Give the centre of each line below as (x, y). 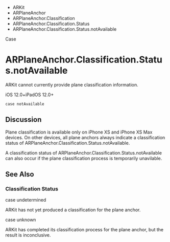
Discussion (23, 120)
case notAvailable (25, 104)
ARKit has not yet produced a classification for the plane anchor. (73, 210)
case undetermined (26, 200)
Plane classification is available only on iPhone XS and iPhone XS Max (79, 132)
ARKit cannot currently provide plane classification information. (72, 84)
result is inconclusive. (28, 235)
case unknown (21, 220)
